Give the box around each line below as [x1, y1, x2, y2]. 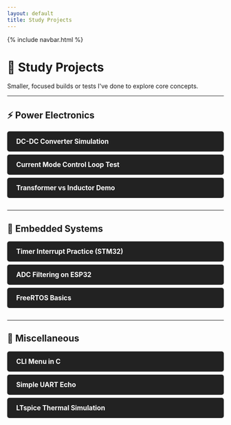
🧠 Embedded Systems [7, 223, 103, 235]
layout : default [7, 10, 54, 17]
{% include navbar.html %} [7, 35, 84, 43]
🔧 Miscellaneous [7, 333, 80, 345]
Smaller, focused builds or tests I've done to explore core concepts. [7, 82, 199, 90]
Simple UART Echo [16, 380, 76, 389]
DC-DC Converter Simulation [16, 137, 109, 146]
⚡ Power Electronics [7, 109, 95, 121]
